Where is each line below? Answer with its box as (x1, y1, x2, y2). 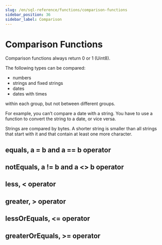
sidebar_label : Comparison (5, 17, 62, 22)
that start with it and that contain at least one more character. (5, 131, 133, 137)
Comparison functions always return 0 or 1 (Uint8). (5, 55, 111, 61)
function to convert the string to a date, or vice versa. (5, 116, 116, 122)
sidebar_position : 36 (5, 12, 51, 17)
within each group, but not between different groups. (5, 101, 116, 107)
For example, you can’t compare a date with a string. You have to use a (5, 111, 153, 117)
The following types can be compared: (5, 65, 86, 71)
